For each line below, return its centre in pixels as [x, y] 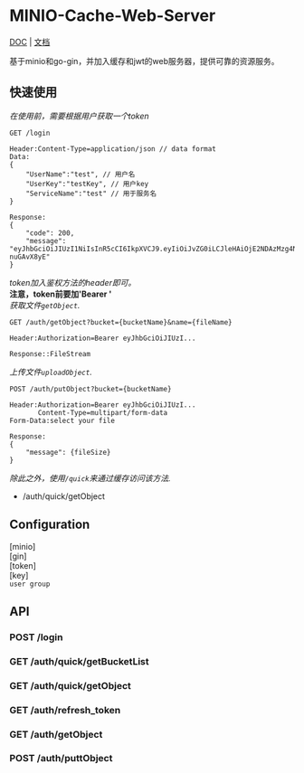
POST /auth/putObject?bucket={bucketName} [90, 389]
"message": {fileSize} [68, 452]
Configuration [50, 525]
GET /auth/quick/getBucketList [79, 661]
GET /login [30, 133]
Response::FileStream [50, 354]
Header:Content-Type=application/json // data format [113, 149]
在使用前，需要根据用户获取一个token [79, 116]
